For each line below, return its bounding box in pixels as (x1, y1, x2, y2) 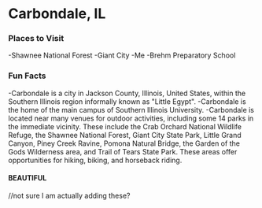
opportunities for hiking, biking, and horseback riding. (8, 155, 183, 165)
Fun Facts (8, 70, 46, 81)
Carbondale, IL (8, 5, 106, 23)
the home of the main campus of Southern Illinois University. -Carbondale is (8, 105, 254, 114)
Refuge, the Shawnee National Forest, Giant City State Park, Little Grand (8, 130, 242, 139)
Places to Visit (8, 33, 65, 44)
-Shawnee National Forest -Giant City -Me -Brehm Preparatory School (8, 50, 236, 60)
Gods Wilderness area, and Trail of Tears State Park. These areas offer (8, 147, 238, 156)
